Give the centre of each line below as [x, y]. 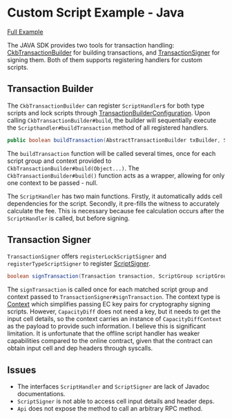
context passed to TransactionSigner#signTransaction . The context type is [114, 297]
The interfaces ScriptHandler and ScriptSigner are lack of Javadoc [113, 387]
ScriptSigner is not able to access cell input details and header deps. [116, 401]
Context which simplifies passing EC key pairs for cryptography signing [109, 304]
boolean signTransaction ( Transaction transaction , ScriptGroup [100, 276]
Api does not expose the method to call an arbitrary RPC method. [110, 409]
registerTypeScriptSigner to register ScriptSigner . [79, 264]
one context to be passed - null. [52, 183]
